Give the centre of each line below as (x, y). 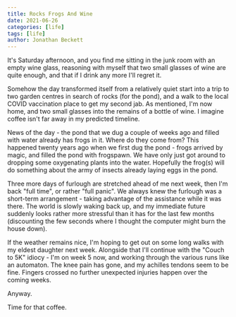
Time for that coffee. (37, 307)
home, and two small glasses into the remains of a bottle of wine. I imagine (116, 112)
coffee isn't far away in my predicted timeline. (74, 119)
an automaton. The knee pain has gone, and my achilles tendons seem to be (118, 265)
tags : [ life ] (26, 34)
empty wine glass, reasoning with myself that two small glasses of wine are (117, 68)
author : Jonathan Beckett (45, 40)
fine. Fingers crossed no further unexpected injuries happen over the (107, 273)
